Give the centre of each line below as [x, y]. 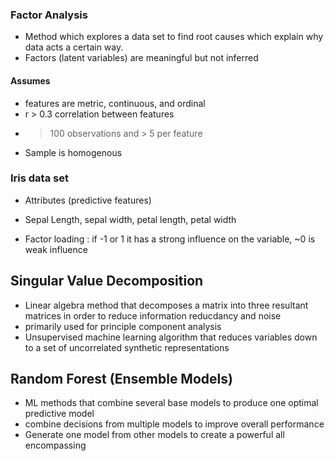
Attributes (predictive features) [88, 200]
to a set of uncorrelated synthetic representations [127, 347]
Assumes [30, 80]
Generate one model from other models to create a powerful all [154, 435]
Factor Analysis [49, 15]
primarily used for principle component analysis [123, 326]
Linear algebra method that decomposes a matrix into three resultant [166, 305]
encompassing [55, 445]
